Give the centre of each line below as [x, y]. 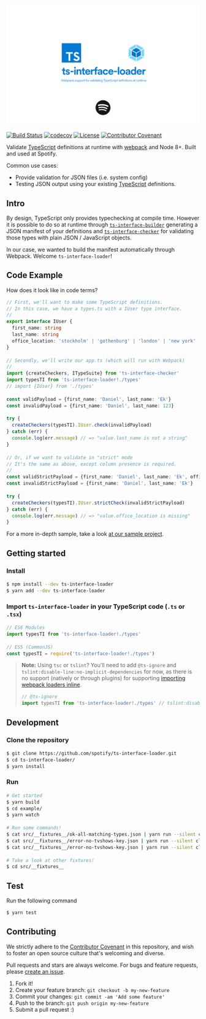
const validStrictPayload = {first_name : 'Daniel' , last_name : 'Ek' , [97, 477]
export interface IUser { [39, 322]
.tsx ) [14, 614]
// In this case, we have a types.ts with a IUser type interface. [94, 309]
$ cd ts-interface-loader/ [41, 760]
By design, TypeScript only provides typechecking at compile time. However [103, 218]
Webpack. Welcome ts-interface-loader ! [59, 256]
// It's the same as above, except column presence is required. [91, 464]
